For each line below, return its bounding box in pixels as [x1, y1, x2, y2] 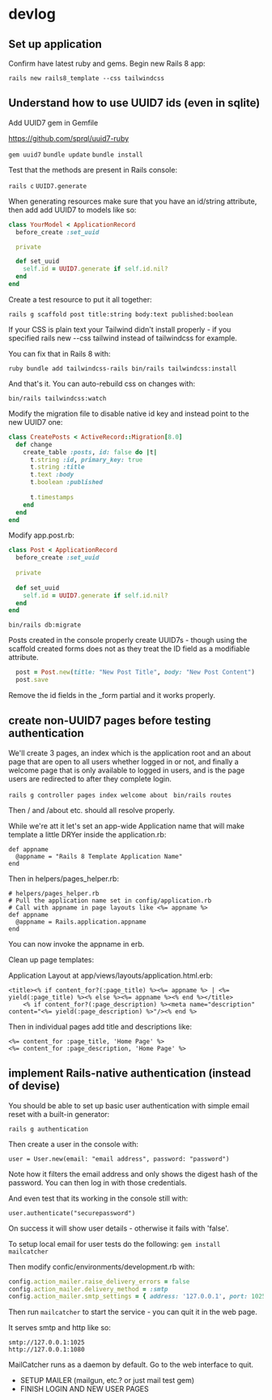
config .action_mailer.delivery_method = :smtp [8, 1285, 168, 1293]
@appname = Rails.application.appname [15, 918, 147, 926]
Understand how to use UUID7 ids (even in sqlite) [8, 96, 261, 110]
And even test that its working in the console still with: [8, 1193, 189, 1203]
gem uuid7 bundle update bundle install [8, 151, 143, 159]
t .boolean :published [29, 478, 104, 486]
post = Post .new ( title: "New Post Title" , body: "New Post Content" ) [15, 668, 255, 677]
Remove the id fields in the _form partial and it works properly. [8, 691, 216, 700]
